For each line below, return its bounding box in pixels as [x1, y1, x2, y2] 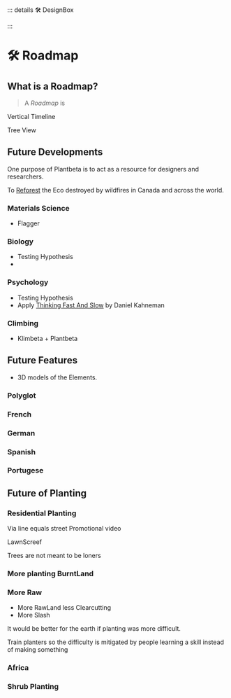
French [7, 409, 32, 419]
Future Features [7, 354, 78, 366]
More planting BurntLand [7, 569, 94, 579]
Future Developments [7, 146, 103, 158]
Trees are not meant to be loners [7, 552, 101, 560]
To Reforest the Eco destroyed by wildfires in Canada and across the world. [7, 186, 225, 194]
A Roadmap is [24, 99, 65, 107]
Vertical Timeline [7, 113, 56, 120]
